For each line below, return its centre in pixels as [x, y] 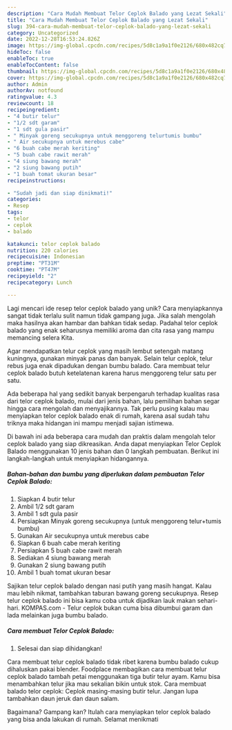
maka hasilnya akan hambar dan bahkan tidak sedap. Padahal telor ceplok [113, 323]
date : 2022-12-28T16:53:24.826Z [54, 39]
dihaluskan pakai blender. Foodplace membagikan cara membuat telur [107, 669]
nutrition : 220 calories [43, 250]
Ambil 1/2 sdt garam [46, 506]
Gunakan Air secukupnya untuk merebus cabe [83, 535]
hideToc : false [29, 52]
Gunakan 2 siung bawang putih [61, 565]
